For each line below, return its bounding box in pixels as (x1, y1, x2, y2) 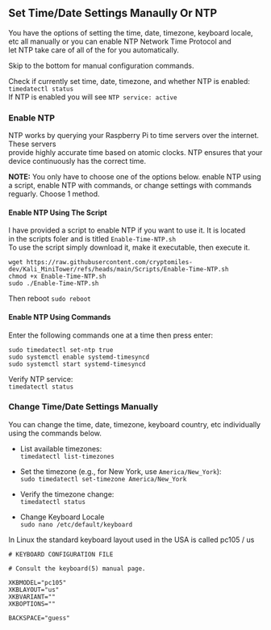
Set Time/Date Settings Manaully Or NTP (8, 6, 218, 20)
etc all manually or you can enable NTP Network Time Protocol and (8, 36, 231, 46)
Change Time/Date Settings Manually (8, 401, 159, 413)
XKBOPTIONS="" (8, 599, 56, 608)
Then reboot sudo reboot (8, 294, 91, 304)
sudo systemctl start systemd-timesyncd (8, 359, 147, 368)
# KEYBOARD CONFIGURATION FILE (8, 550, 114, 558)
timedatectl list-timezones (19, 452, 115, 460)
